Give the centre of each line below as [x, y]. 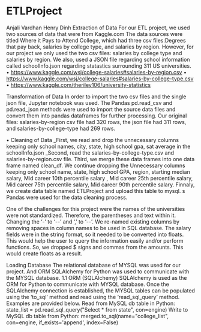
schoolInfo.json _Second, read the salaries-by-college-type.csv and [90, 153]
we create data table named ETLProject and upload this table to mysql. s [96, 191]
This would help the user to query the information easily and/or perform [95, 240]
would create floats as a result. [44, 253]
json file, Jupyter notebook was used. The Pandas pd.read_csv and [89, 102]
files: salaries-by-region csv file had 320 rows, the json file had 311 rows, [96, 122]
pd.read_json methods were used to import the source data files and [91, 109]
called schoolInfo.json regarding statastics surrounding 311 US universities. [99, 66]
